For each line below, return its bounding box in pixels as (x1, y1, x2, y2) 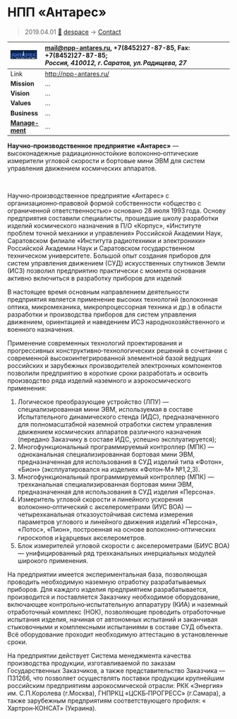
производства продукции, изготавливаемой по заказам (7, 659, 176, 667)
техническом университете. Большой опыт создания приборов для (7, 251, 211, 260)
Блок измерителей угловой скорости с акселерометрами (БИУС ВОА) (17, 542, 231, 550)
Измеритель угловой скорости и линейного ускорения (17, 495, 183, 504)
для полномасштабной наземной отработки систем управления (17, 420, 212, 429)
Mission (10, 79, 35, 88)
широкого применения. (17, 557, 89, 565)
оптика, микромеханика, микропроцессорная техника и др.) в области (7, 303, 222, 311)
